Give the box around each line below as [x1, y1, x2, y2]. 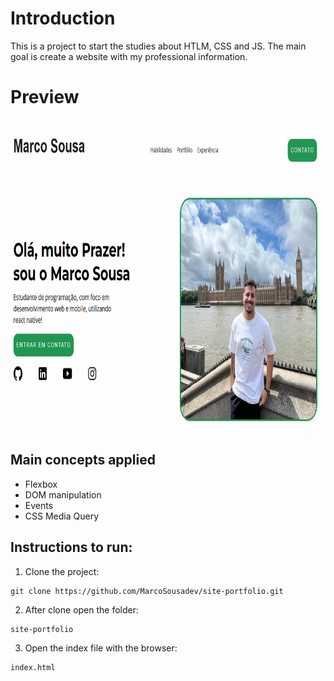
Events [24, 499, 54, 511]
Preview [10, 86, 80, 109]
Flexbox [24, 478, 58, 490]
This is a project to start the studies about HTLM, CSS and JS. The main [10, 40, 307, 52]
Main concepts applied [10, 452, 156, 469]
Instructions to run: [10, 539, 133, 556]
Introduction [10, 7, 116, 30]
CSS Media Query [24, 510, 99, 522]
